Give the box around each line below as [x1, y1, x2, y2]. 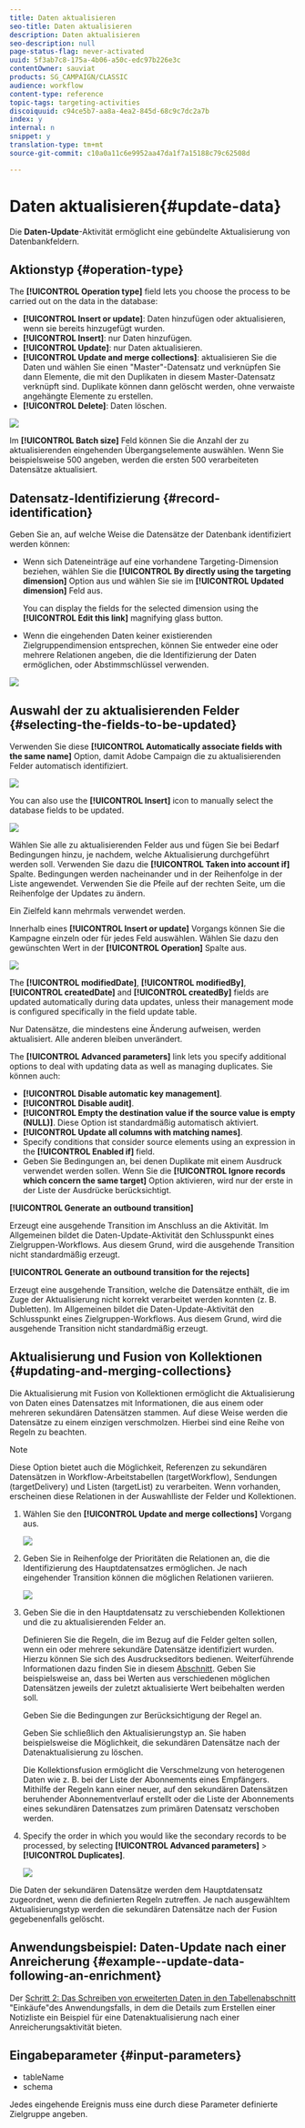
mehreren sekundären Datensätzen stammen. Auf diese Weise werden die [9, 1407, 289, 1418]
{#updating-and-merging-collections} [9, 1363, 232, 1379]
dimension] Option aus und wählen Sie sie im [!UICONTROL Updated [22, 575, 284, 587]
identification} [9, 504, 94, 520]
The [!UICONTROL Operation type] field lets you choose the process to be [9, 286, 291, 297]
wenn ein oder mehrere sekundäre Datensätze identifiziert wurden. [22, 1644, 275, 1655]
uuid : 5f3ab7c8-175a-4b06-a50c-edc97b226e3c [9, 56, 181, 65]
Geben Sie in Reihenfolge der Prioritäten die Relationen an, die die [22, 1553, 270, 1564]
